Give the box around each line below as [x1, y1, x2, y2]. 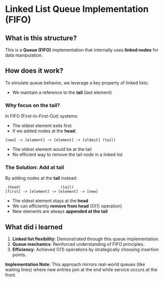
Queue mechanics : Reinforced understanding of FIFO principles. [12, 241, 145, 247]
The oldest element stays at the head [12, 198, 88, 204]
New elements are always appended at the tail [12, 209, 108, 214]
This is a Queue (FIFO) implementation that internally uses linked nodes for [5, 47, 159, 53]
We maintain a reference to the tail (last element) [12, 89, 112, 95]
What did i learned [5, 222, 63, 231]
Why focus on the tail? [5, 102, 60, 109]
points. [12, 252, 27, 258]
